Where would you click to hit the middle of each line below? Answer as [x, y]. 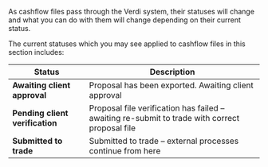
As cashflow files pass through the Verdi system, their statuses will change [132, 12]
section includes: [36, 52]
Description [172, 72]
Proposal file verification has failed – [157, 108]
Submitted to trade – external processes [164, 141]
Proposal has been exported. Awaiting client [171, 85]
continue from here [125, 151]
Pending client [40, 113]
